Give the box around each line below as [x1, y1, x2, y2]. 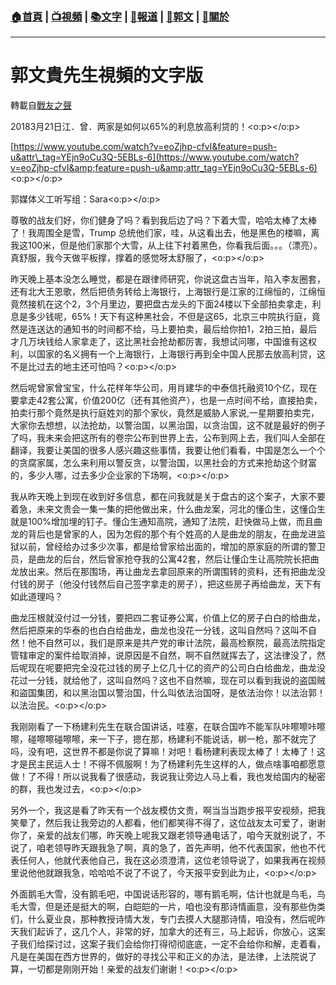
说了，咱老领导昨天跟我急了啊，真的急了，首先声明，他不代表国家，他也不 [10, 842, 317, 854]
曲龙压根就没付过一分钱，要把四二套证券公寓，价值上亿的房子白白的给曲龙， [10, 612, 326, 624]
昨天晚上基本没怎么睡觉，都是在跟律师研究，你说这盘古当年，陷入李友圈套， [10, 273, 326, 285]
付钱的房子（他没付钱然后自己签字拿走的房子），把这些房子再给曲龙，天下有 [10, 578, 322, 590]
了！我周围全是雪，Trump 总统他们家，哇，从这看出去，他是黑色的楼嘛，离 [10, 227, 320, 239]
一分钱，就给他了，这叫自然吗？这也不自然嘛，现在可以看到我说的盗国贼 [27, 674, 326, 687]
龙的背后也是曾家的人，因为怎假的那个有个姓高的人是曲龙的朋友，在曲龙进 [10, 528, 317, 540]
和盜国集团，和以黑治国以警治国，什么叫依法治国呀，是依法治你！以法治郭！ [10, 687, 326, 699]
